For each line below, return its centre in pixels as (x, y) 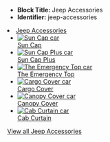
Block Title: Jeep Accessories (60, 10)
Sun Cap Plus (36, 60)
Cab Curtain (34, 118)
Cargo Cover (35, 89)
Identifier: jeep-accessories (57, 17)
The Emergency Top (46, 74)
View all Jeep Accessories (45, 131)
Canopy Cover (37, 103)
